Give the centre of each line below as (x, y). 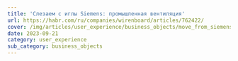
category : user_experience (47, 40)
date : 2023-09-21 (33, 33)
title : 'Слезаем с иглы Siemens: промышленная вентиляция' (96, 14)
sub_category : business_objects (55, 46)
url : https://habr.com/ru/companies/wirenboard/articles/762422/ (106, 20)
